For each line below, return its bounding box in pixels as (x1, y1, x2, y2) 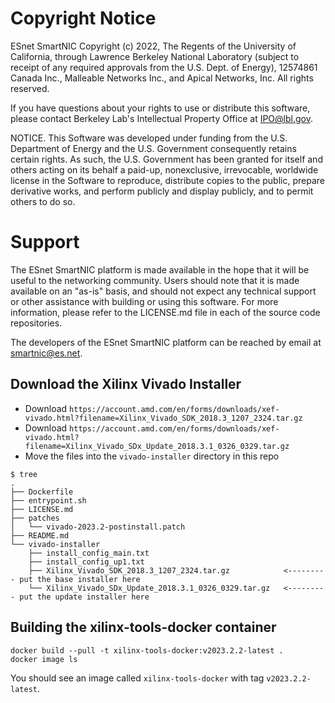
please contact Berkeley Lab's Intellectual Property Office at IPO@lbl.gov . (10, 112, 313, 124)
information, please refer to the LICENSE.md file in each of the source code (10, 306, 321, 318)
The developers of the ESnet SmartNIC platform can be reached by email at (10, 336, 322, 348)
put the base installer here (19, 574, 141, 584)
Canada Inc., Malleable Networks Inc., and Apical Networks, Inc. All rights (10, 72, 314, 84)
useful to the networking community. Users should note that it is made (10, 274, 300, 286)
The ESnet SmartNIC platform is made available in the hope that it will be (10, 263, 310, 276)
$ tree (10, 469, 38, 479)
